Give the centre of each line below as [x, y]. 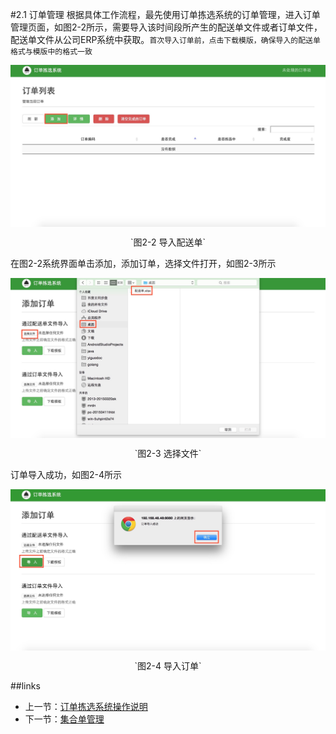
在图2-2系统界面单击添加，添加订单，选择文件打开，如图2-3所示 [143, 263]
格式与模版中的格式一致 [51, 52]
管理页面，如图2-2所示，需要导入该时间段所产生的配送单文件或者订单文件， [166, 27]
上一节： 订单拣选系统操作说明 [86, 707]
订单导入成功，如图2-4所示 [66, 474]
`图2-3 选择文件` [168, 453]
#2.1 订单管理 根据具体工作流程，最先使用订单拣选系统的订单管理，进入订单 [165, 14]
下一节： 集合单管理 [64, 719]
